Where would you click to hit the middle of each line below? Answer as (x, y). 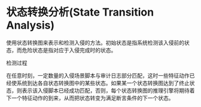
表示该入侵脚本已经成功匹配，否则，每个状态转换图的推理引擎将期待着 (108, 90)
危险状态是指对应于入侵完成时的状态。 (69, 50)
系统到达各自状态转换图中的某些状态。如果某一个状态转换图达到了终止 (103, 83)
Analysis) (31, 25)
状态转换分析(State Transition (80, 12)
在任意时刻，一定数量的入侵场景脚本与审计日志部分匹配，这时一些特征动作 (98, 75)
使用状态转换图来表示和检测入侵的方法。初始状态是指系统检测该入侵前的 (95, 42)
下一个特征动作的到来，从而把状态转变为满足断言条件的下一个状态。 (90, 98)
